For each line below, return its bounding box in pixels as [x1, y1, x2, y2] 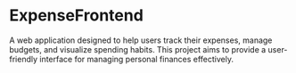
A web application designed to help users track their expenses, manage [9, 35, 273, 45]
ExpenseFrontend [9, 5, 144, 26]
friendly [9, 53, 38, 64]
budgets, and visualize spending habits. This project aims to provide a [9, 44, 267, 54]
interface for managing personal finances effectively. [39, 53, 234, 64]
